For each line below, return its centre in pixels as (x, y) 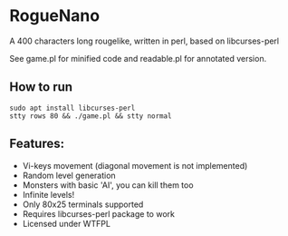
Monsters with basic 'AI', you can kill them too (108, 185)
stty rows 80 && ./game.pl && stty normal (91, 116)
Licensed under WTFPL (67, 223)
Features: (37, 144)
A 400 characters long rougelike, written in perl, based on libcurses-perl (144, 41)
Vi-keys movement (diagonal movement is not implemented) (135, 165)
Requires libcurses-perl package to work (98, 213)
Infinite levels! (48, 194)
